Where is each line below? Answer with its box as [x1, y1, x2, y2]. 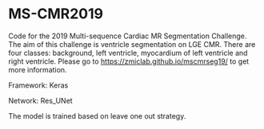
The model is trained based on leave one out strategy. [8, 111, 186, 120]
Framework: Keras [8, 80, 69, 90]
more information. [8, 64, 67, 74]
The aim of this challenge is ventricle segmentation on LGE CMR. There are [8, 39, 256, 49]
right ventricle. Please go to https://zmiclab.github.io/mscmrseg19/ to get [8, 57, 250, 66]
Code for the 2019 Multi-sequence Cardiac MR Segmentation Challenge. [8, 31, 247, 41]
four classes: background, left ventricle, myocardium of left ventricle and [8, 48, 248, 57]
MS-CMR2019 [8, 5, 104, 23]
